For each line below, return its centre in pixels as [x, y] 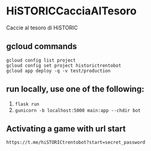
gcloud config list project [41, 60]
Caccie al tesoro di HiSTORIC [42, 28]
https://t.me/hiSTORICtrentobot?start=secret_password [76, 143]
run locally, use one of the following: [75, 89]
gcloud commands [42, 46]
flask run [27, 104]
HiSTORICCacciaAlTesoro [72, 11]
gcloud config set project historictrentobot [64, 65]
